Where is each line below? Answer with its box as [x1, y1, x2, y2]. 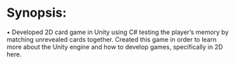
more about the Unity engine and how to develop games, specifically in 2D [6, 42, 223, 51]
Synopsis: [6, 5, 67, 21]
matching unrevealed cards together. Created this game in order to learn [6, 35, 217, 43]
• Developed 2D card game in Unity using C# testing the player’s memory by [6, 28, 229, 36]
